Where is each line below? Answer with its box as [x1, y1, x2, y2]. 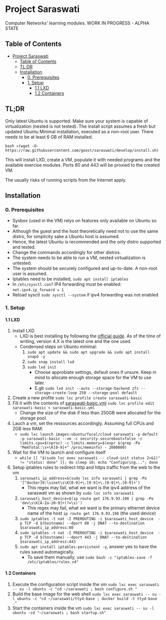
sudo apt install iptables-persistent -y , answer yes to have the [19, 544, 157, 550]
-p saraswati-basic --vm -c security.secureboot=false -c [19, 436, 143, 441]
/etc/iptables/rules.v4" [27, 560, 79, 565]
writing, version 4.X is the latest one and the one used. [19, 338, 132, 344]
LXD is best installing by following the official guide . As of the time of [19, 333, 161, 339]
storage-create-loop [34, 390, 78, 395]
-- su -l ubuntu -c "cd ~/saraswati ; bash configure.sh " [12, 587, 138, 592]
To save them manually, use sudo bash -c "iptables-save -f [27, 554, 153, 560]
